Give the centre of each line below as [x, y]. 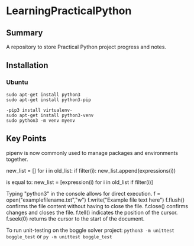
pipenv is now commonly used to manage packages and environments [92, 153]
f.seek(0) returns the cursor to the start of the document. [75, 219]
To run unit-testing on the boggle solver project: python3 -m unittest [90, 230]
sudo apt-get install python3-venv [50, 115]
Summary [25, 33]
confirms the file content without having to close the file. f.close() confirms [97, 206]
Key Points [26, 139]
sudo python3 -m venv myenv [41, 120]
